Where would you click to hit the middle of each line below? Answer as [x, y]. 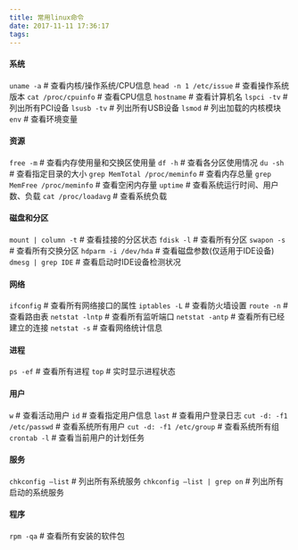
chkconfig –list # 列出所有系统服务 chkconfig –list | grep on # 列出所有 [146, 481]
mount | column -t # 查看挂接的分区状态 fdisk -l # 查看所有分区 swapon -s [147, 239]
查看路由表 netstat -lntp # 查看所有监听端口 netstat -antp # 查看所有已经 [147, 317]
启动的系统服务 [37, 492]
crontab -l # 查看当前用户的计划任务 [77, 437]
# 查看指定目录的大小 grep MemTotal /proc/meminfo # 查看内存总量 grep [141, 173]
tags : [19, 34]
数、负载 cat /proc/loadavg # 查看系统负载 [88, 196]
